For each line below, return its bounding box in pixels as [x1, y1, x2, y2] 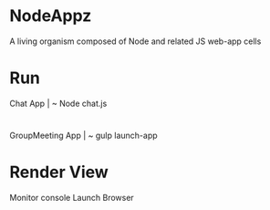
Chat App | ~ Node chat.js [9, 98, 108, 109]
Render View [9, 162, 109, 183]
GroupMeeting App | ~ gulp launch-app [9, 130, 158, 142]
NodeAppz [9, 5, 92, 26]
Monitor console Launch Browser [9, 193, 134, 203]
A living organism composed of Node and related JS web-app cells [9, 36, 262, 47]
